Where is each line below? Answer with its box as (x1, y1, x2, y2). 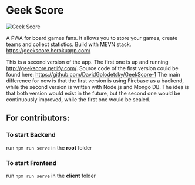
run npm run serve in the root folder (6, 144, 92, 151)
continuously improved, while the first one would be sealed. (6, 95, 151, 103)
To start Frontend (6, 158, 57, 167)
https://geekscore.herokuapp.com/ (6, 47, 91, 54)
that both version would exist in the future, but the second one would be (6, 90, 181, 97)
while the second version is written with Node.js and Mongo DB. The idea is (6, 83, 189, 90)
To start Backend (6, 131, 56, 139)
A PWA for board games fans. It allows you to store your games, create (6, 34, 178, 41)
